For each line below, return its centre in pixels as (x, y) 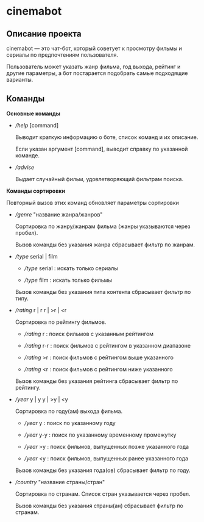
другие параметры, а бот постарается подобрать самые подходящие (97, 73)
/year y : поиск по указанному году (70, 423)
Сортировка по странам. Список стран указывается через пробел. (103, 494)
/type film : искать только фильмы (68, 280)
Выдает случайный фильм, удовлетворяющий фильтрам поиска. (99, 179)
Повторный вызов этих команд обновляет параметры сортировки (93, 202)
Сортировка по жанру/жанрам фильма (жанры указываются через (103, 226)
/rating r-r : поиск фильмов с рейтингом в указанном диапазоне (107, 345)
